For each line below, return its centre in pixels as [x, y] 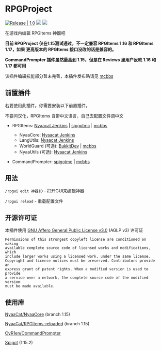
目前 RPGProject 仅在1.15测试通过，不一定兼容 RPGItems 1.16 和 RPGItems [79, 43]
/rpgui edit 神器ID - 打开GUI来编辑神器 [45, 191]
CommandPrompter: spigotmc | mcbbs [51, 162]
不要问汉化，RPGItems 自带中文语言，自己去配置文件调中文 [64, 116]
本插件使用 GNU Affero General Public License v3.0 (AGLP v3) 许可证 [74, 230]
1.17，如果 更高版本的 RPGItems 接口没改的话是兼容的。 [61, 49]
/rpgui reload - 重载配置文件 [34, 201]
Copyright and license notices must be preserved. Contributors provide [80, 261]
